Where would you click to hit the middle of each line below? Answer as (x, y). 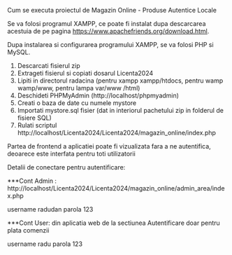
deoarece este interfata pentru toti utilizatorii (72, 154)
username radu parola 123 (45, 244)
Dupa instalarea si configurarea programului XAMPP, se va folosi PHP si (111, 44)
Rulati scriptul (37, 125)
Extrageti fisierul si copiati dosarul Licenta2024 (85, 73)
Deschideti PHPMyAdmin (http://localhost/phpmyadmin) (98, 95)
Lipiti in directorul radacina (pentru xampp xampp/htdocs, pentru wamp (120, 81)
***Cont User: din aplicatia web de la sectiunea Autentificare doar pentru (114, 223)
